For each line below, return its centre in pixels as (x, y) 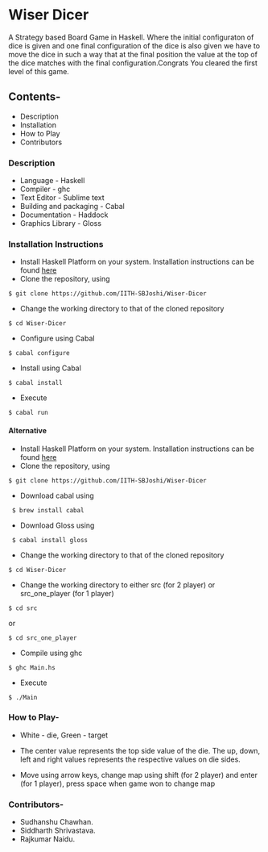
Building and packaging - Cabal (72, 207)
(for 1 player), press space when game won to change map (118, 783)
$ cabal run (28, 413)
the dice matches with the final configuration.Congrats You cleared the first (133, 63)
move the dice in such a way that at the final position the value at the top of (133, 54)
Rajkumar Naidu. (47, 839)
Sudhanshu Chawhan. (57, 822)
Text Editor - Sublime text (62, 198)
